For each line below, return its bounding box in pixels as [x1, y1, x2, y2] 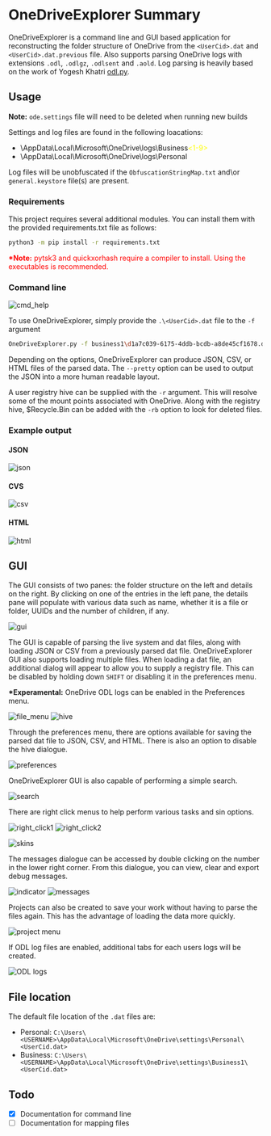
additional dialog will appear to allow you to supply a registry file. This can [8, 663, 254, 673]
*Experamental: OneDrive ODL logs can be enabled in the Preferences [8, 688, 245, 697]
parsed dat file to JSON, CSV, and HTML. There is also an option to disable [8, 736, 257, 746]
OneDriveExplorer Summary [8, 6, 201, 24]
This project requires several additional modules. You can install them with [8, 214, 256, 224]
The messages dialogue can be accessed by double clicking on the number [8, 854, 260, 864]
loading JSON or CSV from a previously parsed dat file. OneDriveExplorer [8, 646, 252, 656]
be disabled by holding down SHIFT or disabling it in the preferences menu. [8, 672, 256, 682]
